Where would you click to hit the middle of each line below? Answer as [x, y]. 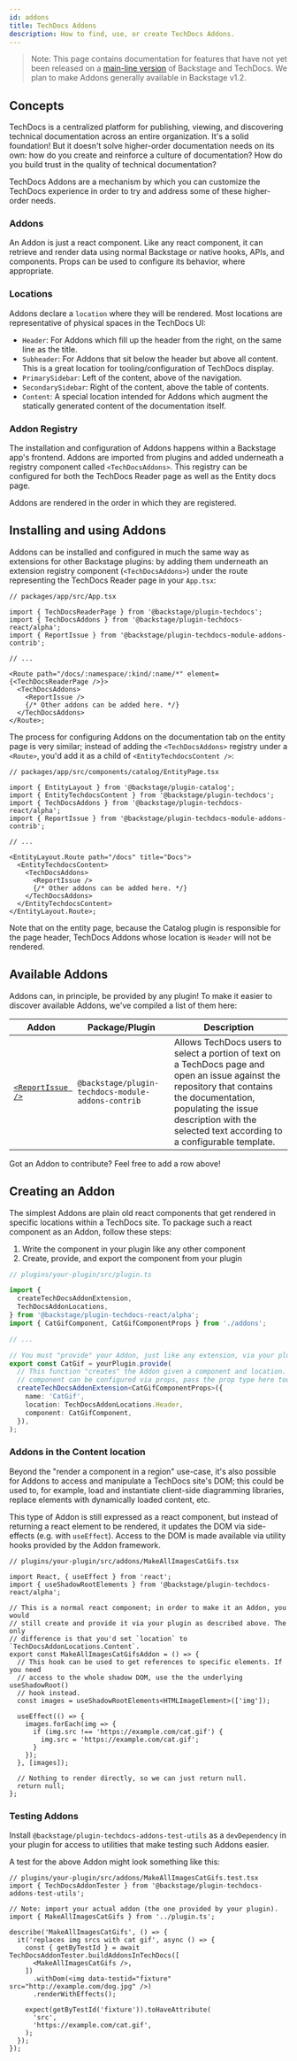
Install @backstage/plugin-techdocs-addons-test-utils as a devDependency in [148, 1835]
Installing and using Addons [88, 531]
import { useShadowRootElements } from [83, 1584]
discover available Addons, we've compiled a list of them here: [123, 1005]
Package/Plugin [122, 1027]
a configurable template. [225, 1142]
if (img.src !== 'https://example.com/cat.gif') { [128, 1732]
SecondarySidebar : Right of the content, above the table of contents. [145, 387]
